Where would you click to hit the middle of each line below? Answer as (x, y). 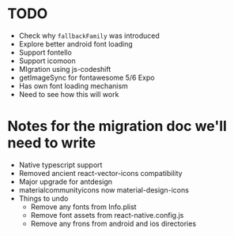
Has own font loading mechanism (73, 86)
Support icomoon (47, 61)
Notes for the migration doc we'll (117, 126)
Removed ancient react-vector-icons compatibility (100, 173)
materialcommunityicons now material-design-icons (104, 189)
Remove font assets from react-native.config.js (107, 215)
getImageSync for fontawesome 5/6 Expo (87, 77)
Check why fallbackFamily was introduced (89, 36)
